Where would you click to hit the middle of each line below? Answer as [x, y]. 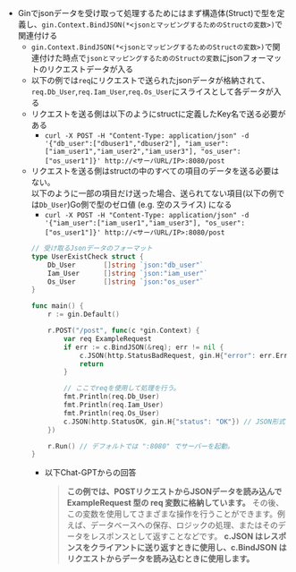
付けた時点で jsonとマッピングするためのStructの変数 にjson [141, 58]
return [92, 364]
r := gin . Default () [84, 315]
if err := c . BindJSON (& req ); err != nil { [144, 347]
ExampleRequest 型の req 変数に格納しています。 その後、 [175, 503]
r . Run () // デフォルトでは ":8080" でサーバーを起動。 [141, 446]
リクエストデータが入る [90, 69]
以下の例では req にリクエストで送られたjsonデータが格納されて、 [150, 80]
